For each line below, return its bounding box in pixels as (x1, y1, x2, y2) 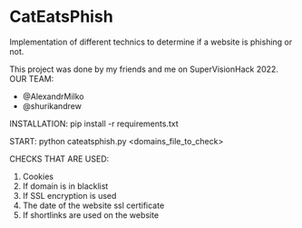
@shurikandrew (22, 100, 82, 111)
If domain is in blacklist (22, 180, 109, 192)
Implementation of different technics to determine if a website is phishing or (9, 36, 293, 47)
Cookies (22, 171, 54, 182)
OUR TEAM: (9, 73, 54, 84)
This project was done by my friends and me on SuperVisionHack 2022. (9, 64, 279, 74)
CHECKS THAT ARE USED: (9, 153, 110, 164)
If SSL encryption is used (22, 190, 117, 201)
